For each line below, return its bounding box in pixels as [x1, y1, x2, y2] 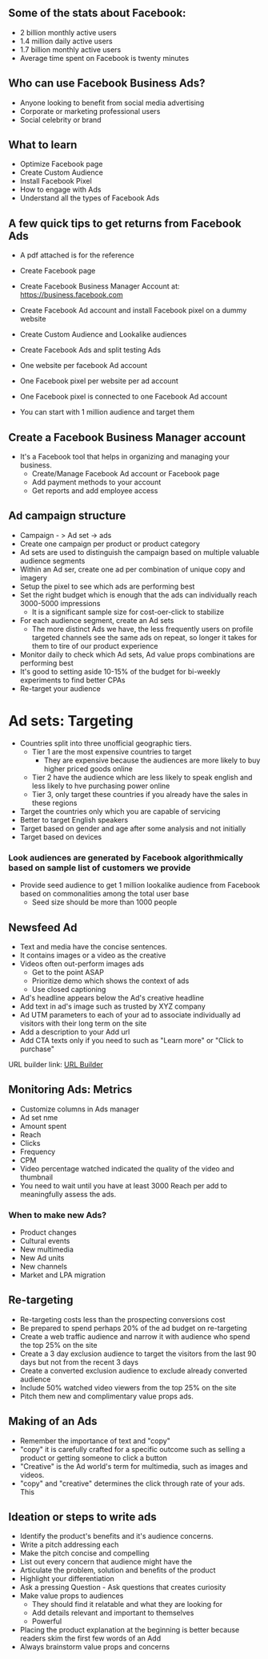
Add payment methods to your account [31, 477, 162, 488]
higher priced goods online [43, 763, 134, 773]
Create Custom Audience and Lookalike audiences [19, 330, 187, 339]
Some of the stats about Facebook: [8, 6, 186, 20]
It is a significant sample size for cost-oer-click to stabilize [31, 607, 225, 617]
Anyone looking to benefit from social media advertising [19, 98, 205, 107]
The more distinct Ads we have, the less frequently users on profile [31, 624, 254, 633]
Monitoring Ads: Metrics [8, 1082, 133, 1097]
